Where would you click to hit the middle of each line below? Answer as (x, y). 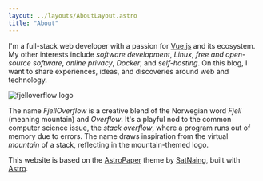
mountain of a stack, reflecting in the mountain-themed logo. (109, 144)
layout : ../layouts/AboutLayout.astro (73, 16)
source (20, 63)
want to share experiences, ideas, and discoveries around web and (119, 71)
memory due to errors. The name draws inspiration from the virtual (118, 136)
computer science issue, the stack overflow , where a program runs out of (130, 128)
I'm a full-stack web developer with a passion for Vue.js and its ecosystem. (132, 45)
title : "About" (34, 23)
